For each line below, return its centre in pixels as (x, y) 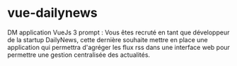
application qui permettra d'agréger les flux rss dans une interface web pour (118, 47)
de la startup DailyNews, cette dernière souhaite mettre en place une (108, 39)
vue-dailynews (52, 13)
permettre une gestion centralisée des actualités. (79, 55)
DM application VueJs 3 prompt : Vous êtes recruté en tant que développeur (118, 32)
